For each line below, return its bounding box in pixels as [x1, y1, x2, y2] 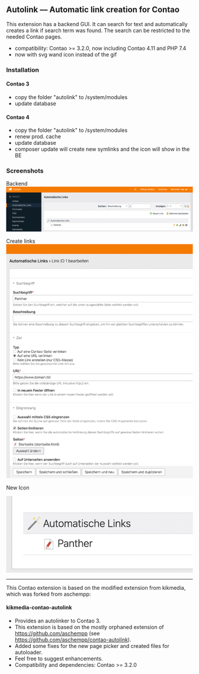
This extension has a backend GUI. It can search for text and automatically [6, 20, 188, 27]
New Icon [6, 484, 30, 491]
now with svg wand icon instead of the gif [14, 50, 117, 58]
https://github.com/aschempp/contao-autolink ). [14, 636, 131, 643]
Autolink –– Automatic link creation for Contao [6, 5, 179, 15]
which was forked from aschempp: [6, 590, 91, 597]
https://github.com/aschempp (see [14, 630, 100, 637]
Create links [6, 237, 36, 244]
